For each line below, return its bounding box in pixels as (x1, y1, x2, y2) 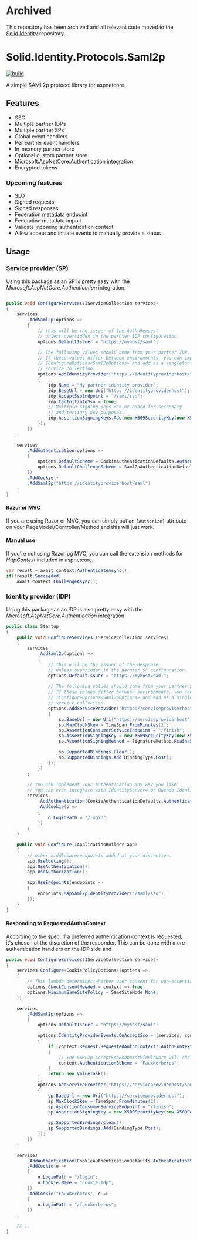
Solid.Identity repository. (6, 29, 66, 36)
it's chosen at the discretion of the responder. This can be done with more (6, 939, 185, 946)
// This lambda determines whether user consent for (27, 979, 159, 985)
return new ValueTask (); (47, 1071, 109, 1077)
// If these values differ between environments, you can (37, 355, 182, 361)
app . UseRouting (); (27, 858, 72, 864)
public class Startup (6, 623, 59, 629)
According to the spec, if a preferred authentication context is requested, (6, 933, 183, 940)
